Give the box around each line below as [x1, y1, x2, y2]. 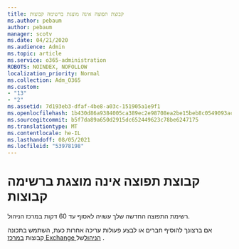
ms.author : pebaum [7, 17, 62, 24]
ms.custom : [7, 83, 40, 90]
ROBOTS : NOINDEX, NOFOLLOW [7, 63, 87, 70]
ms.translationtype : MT [7, 122, 78, 130]
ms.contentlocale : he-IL [7, 129, 81, 137]
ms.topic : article [7, 51, 62, 58]
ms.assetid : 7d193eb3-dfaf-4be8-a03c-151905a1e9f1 [7, 103, 161, 110]
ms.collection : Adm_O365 [7, 76, 81, 84]
